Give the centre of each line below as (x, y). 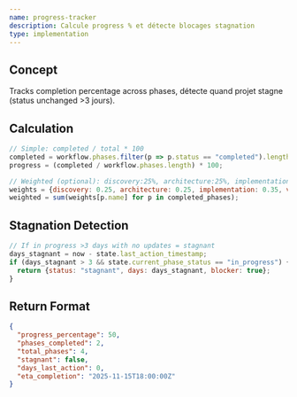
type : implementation (49, 34)
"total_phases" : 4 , (53, 351)
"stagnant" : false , (53, 360)
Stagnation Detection (69, 226)
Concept (34, 70)
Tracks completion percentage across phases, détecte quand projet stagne (146, 91)
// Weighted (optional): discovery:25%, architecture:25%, (120, 181)
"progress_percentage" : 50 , (69, 335)
